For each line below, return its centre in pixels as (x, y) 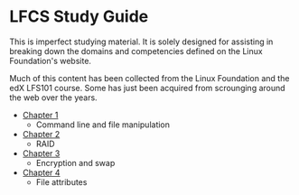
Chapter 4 (41, 172)
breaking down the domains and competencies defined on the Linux (136, 51)
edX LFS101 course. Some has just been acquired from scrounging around (148, 88)
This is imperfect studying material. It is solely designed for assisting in (141, 42)
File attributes (61, 181)
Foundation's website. (51, 60)
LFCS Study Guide (79, 17)
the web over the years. (53, 97)
